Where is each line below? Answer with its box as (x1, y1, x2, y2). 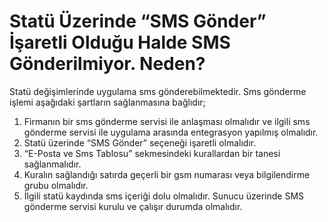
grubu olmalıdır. (23, 179, 89, 191)
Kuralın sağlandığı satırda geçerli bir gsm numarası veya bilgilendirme (23, 168, 311, 180)
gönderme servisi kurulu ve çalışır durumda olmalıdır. (23, 200, 243, 212)
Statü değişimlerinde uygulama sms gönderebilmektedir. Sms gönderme (9, 85, 307, 97)
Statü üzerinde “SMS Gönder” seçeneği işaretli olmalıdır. (23, 136, 257, 149)
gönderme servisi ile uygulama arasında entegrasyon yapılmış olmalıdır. (23, 126, 319, 138)
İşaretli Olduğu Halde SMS (9, 31, 231, 54)
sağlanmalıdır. (23, 158, 82, 170)
